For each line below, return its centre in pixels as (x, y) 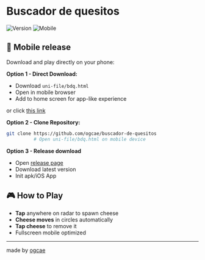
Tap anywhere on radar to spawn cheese (67, 213)
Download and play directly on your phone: (60, 62)
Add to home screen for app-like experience (71, 98)
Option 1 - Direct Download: (42, 74)
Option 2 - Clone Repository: (43, 122)
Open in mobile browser (45, 92)
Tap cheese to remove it (46, 226)
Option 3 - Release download (44, 151)
